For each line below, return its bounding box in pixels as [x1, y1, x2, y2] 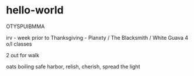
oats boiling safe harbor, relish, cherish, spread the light [6, 63, 140, 70]
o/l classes [6, 40, 32, 47]
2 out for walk [6, 51, 40, 58]
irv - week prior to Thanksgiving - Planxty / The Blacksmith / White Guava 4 [6, 34, 189, 41]
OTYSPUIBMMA [6, 23, 45, 30]
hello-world [6, 4, 64, 17]
